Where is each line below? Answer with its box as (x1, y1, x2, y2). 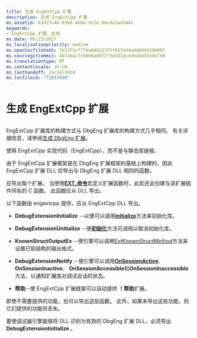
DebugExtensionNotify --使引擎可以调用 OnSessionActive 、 (14, 257, 164, 264)
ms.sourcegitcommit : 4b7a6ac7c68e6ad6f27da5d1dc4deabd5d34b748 (6, 53, 166, 59)
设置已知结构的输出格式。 (14, 244, 77, 252)
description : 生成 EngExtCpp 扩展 (6, 14, 88, 20)
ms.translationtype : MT (6, 58, 65, 64)
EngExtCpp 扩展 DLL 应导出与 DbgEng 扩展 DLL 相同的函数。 (6, 167, 155, 174)
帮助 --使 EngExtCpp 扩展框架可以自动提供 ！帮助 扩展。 (14, 285, 150, 292)
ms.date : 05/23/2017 (6, 36, 57, 42)
